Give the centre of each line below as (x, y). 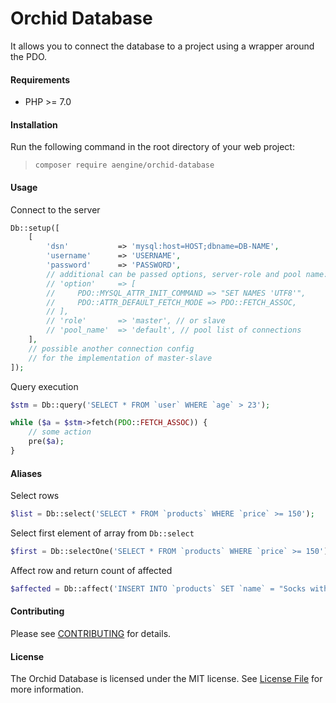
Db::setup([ (35, 228)
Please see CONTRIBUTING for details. (91, 633)
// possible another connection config (111, 348)
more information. (47, 689)
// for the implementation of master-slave (120, 358)
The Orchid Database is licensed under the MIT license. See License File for (166, 679)
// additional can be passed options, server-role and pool (174, 274)
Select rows (35, 496)
